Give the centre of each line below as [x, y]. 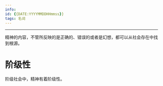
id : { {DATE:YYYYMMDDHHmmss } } [34, 14]
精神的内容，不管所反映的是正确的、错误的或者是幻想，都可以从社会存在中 [79, 37]
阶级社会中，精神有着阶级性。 [35, 79]
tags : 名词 [15, 18]
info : [10, 9]
